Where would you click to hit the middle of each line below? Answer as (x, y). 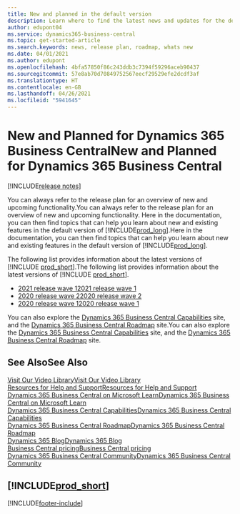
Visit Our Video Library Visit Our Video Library (74, 380)
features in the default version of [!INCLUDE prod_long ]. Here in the (105, 230)
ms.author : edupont (36, 61)
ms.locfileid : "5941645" (44, 101)
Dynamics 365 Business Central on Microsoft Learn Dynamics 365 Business (119, 395)
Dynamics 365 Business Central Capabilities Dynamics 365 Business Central (119, 410)
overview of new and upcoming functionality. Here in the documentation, (115, 214)
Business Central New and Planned (112, 151)
